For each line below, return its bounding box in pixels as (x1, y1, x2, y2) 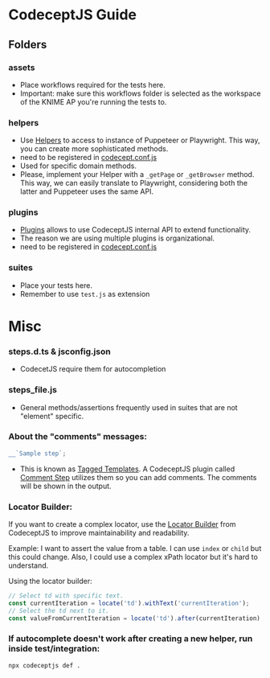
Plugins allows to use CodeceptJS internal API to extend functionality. (19, 225, 252, 235)
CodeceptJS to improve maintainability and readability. (8, 528, 190, 538)
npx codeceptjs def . (8, 661, 81, 669)
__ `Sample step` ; (8, 449, 67, 458)
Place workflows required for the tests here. (19, 80, 166, 89)
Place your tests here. (19, 280, 93, 290)
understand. (8, 561, 49, 570)
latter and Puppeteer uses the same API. (19, 187, 154, 196)
